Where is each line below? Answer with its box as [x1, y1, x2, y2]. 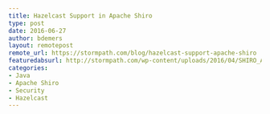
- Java [8, 71, 31, 79]
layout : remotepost [8, 42, 74, 50]
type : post [8, 19, 45, 27]
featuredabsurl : [8, 57, 63, 65]
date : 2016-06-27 [8, 26, 67, 35]
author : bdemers [8, 34, 63, 43]
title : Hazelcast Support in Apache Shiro [8, 11, 153, 20]
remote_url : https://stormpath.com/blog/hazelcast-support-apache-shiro [8, 49, 257, 57]
